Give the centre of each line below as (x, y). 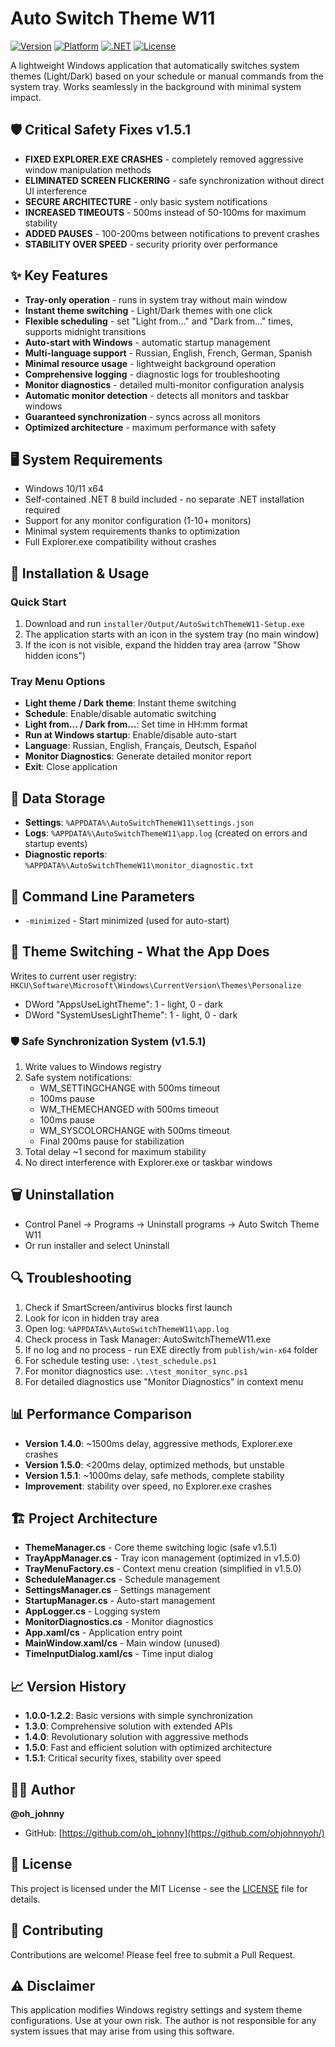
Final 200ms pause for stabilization (112, 1141)
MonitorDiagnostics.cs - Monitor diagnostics (119, 1622)
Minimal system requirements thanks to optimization (132, 531)
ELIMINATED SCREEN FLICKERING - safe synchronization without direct (174, 180)
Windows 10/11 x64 (64, 489)
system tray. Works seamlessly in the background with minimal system (156, 86)
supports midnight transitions (85, 331)
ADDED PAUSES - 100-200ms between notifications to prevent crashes (172, 233)
